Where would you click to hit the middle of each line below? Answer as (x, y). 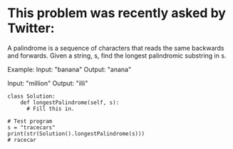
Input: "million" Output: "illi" (48, 83)
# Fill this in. (50, 108)
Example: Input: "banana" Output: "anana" (69, 69)
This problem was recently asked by (117, 13)
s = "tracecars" (31, 127)
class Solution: (31, 96)
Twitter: (31, 28)
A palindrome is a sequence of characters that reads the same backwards (116, 48)
